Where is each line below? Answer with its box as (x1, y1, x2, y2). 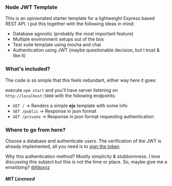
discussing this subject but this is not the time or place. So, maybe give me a (5, 158, 167, 165)
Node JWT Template (5, 4, 58, 11)
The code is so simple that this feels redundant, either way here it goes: (5, 77, 157, 83)
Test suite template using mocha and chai (12, 42, 101, 48)
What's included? (5, 65, 50, 72)
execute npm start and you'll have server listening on (5, 87, 118, 93)
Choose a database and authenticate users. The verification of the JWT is (5, 138, 162, 144)
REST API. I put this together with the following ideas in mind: (5, 21, 135, 27)
